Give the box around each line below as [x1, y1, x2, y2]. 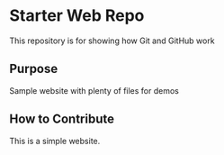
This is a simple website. [9, 135, 101, 146]
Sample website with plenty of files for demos [9, 85, 180, 96]
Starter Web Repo [9, 5, 145, 26]
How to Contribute [9, 112, 115, 127]
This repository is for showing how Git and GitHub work [9, 35, 215, 46]
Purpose [9, 61, 58, 77]
